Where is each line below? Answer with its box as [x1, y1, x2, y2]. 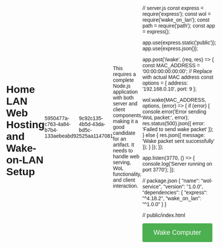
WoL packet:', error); [142, 114, 189, 120]
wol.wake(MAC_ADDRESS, [142, 96, 206, 103]
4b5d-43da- [78, 121, 106, 128]
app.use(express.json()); [142, 45, 198, 52]
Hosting [6, 119, 45, 131]
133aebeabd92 [44, 133, 79, 139]
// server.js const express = [142, 5, 204, 11]
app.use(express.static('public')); [142, 39, 217, 46]
